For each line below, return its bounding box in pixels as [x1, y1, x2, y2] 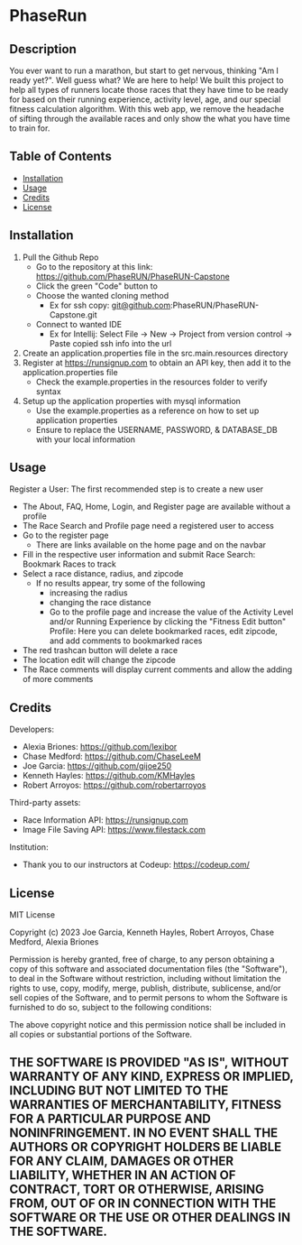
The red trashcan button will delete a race [22, 645, 178, 656]
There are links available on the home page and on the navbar [35, 539, 267, 550]
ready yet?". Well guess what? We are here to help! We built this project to [9, 75, 284, 86]
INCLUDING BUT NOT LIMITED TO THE [9, 1084, 229, 1099]
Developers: [9, 724, 54, 735]
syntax [35, 385, 61, 397]
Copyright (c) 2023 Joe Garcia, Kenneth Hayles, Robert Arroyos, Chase [9, 927, 275, 938]
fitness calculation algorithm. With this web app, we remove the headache [9, 104, 285, 114]
